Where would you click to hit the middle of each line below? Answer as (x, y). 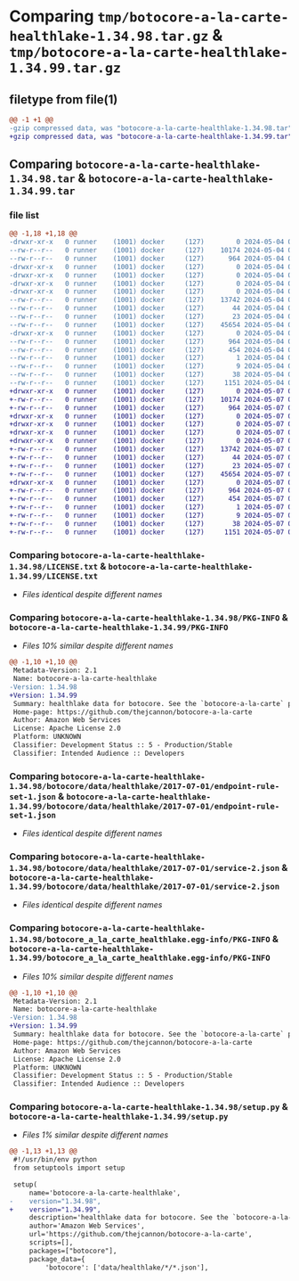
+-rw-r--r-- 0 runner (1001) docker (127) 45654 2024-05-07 (147, 474)
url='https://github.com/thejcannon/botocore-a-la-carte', (141, 1235)
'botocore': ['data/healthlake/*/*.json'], (127, 1268)
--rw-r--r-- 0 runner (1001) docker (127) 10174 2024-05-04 (147, 250)
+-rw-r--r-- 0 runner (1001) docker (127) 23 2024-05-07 (147, 465)
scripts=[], (51, 1243)
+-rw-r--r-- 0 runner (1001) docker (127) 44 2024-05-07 (147, 457)
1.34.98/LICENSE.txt (54, 567)
